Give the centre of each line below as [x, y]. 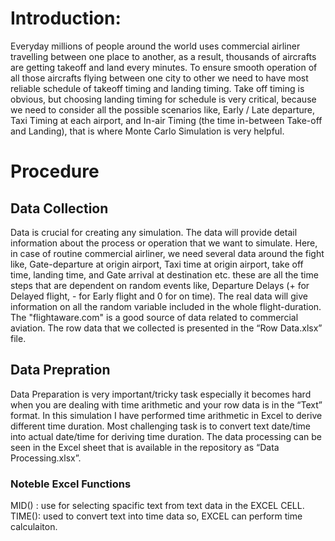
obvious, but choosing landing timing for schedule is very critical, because [163, 99]
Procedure [55, 171]
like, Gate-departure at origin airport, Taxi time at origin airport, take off [157, 264]
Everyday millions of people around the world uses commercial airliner [155, 46]
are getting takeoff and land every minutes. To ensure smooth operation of [164, 67]
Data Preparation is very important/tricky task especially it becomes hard [161, 394]
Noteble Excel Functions [71, 484]
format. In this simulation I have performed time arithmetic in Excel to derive [166, 415]
